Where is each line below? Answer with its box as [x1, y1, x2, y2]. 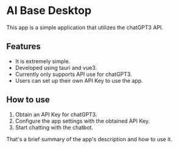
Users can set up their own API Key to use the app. [15, 77, 143, 84]
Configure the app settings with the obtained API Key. [15, 117, 151, 125]
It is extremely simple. [15, 57, 71, 64]
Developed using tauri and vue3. [15, 64, 98, 71]
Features [6, 41, 41, 52]
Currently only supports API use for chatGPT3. [15, 71, 132, 78]
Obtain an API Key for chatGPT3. [15, 111, 98, 118]
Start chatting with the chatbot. [15, 123, 93, 131]
